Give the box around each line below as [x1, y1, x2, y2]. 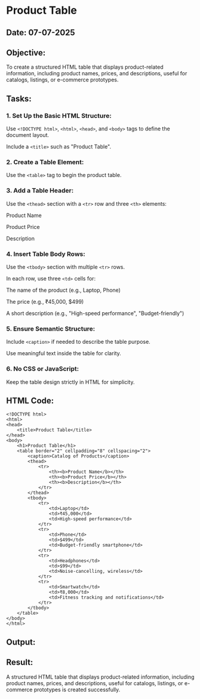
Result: [6, 657, 33, 667]
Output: [6, 637, 36, 647]
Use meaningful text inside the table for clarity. [6, 350, 121, 357]
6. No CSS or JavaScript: [6, 365, 79, 373]
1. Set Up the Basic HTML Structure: [6, 111, 112, 120]
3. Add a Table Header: [6, 187, 74, 195]
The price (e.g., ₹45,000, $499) [6, 298, 84, 305]
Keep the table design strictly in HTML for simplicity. [6, 378, 135, 386]
